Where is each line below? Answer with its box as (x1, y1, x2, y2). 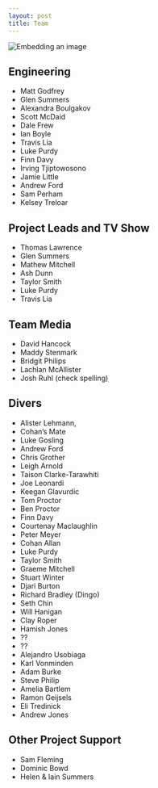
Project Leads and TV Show (8, 221, 150, 235)
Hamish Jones (19, 623, 69, 634)
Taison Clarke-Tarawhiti (19, 469, 99, 479)
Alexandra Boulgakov (19, 103, 91, 113)
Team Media (8, 317, 72, 331)
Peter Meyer (19, 530, 62, 539)
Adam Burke (19, 667, 62, 677)
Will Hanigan (19, 606, 63, 616)
